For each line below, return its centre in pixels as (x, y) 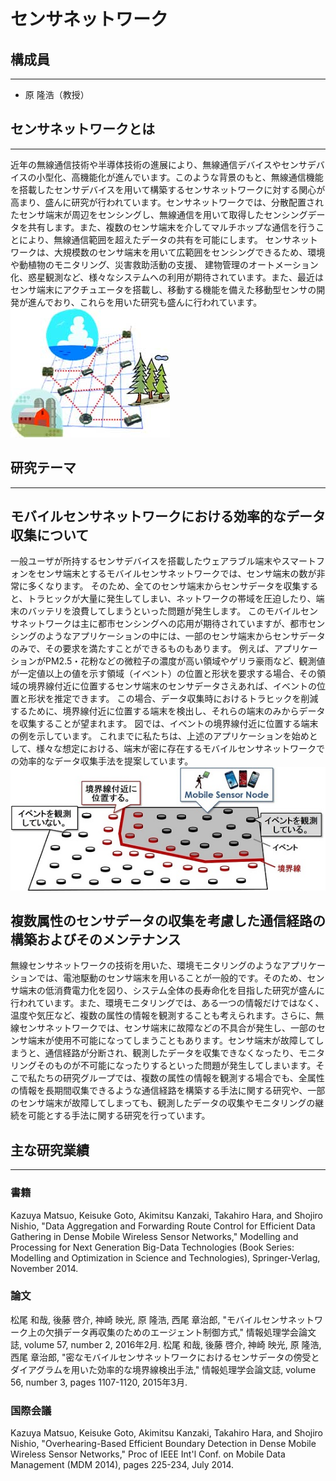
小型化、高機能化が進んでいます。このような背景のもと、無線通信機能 (180, 177)
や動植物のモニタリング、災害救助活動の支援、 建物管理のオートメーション (164, 264)
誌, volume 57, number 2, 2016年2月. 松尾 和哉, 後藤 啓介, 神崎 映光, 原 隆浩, (166, 1344)
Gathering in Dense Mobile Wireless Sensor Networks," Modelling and (154, 1236)
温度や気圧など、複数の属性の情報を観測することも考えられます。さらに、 (163, 1016)
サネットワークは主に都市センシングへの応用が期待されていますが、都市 (159, 624)
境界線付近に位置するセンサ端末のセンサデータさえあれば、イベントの (172, 686)
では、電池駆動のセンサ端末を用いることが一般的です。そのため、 (172, 978)
